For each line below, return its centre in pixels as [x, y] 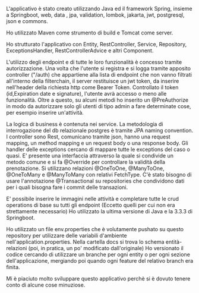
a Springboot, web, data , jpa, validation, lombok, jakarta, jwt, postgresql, [95, 15]
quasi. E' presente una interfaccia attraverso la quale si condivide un [90, 156]
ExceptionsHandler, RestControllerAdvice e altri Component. [80, 51]
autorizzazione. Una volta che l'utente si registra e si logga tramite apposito [99, 68]
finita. [13, 267]
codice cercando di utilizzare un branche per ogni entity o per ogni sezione [98, 254]
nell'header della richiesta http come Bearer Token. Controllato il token [92, 87]
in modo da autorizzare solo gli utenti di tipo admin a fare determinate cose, [99, 106]
